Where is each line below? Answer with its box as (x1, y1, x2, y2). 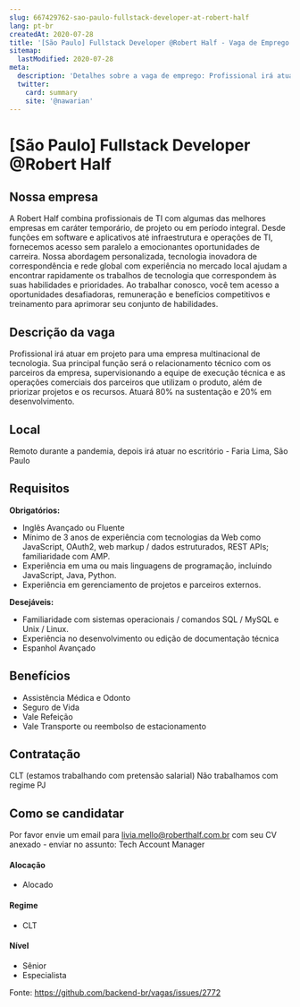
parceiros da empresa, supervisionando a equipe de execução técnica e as (9, 368, 286, 379)
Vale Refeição (21, 711, 73, 721)
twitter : (17, 80, 50, 89)
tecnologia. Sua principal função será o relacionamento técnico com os (9, 358, 271, 369)
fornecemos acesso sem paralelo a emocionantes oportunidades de (9, 242, 261, 252)
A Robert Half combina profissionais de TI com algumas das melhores (9, 213, 266, 224)
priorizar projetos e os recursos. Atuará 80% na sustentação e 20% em (9, 387, 272, 397)
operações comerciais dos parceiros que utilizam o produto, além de (9, 377, 262, 388)
